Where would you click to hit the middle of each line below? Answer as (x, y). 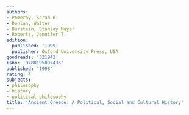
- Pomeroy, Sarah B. (33, 18)
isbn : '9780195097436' (35, 63)
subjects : (19, 80)
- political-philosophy (37, 97)
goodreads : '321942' (33, 57)
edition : (17, 40)
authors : (17, 12)
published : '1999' (35, 46)
